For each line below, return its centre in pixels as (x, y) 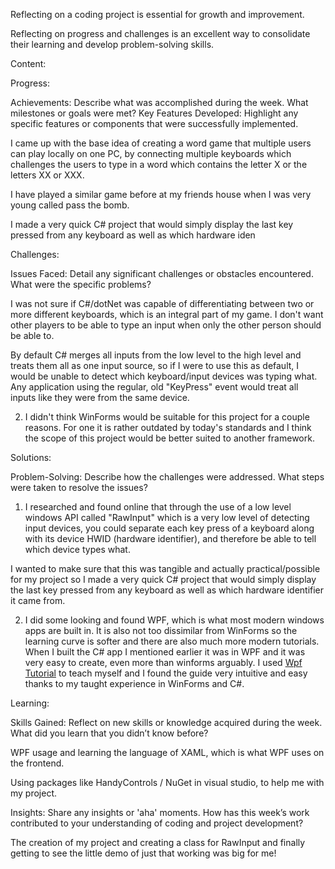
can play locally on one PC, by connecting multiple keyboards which (151, 153)
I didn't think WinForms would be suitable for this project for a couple (167, 417)
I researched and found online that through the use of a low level (158, 507)
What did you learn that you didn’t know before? (109, 733)
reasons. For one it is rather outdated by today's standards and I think (168, 427)
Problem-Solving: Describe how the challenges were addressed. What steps (167, 477)
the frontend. (37, 763)
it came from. (38, 600)
